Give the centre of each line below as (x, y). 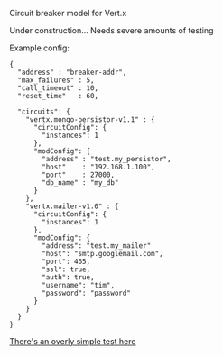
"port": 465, (66, 261)
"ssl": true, (66, 269)
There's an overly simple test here (73, 341)
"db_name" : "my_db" (80, 183)
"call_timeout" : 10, (58, 88)
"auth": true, (68, 278)
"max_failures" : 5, (56, 80)
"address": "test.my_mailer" (97, 246)
